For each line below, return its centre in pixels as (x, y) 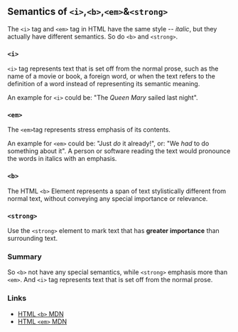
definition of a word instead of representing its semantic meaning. (104, 84)
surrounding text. (33, 238)
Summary (25, 256)
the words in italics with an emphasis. (62, 159)
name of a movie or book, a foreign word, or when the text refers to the (111, 76)
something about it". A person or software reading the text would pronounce (119, 151)
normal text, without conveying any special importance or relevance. (108, 198)
